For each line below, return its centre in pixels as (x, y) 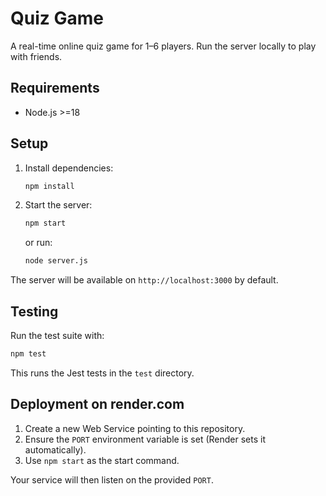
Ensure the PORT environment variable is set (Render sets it (145, 439)
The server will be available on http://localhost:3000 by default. (144, 280)
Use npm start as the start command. (102, 460)
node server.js (56, 261)
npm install (49, 186)
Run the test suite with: (57, 335)
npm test (28, 354)
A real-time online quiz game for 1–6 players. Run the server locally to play (163, 46)
